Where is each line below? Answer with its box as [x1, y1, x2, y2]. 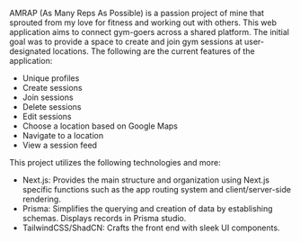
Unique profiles [22, 73, 80, 84]
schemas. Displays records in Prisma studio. [22, 213, 187, 223]
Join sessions [22, 92, 74, 103]
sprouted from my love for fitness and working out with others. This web [9, 17, 277, 28]
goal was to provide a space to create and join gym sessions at [9, 36, 243, 47]
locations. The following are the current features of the [52, 46, 255, 57]
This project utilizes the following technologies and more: [9, 157, 222, 167]
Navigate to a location [22, 130, 104, 140]
